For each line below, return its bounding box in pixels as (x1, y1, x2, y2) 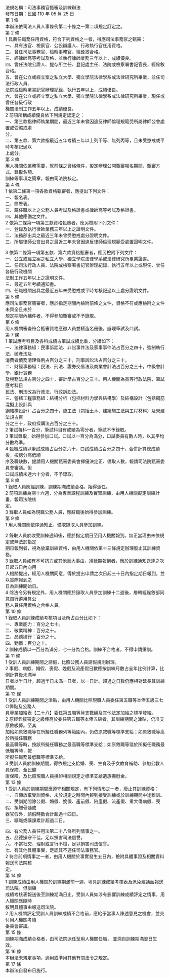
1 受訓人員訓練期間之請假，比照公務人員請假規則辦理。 (5, 659, 119, 665)
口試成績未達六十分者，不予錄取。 (5, 471, 76, 477)
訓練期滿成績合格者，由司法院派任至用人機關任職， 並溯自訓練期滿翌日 (5, 936, 153, 942)
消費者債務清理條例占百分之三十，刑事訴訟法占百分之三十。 (5, 357, 130, 363)
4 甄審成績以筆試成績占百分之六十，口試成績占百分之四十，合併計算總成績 (5, 446, 160, 452)
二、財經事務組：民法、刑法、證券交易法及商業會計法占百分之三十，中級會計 (5, 364, 165, 369)
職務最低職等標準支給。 (18, 754, 67, 760)
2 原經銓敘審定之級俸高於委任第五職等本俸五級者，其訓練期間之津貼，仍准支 (5, 716, 164, 722)
